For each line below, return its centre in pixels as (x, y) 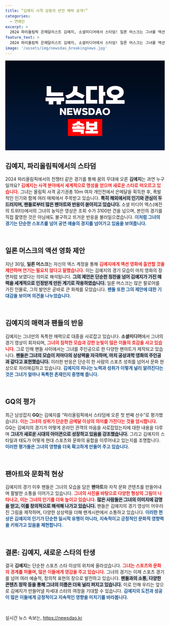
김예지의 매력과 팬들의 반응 (44, 323)
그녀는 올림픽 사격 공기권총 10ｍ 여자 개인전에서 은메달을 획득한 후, (86, 192)
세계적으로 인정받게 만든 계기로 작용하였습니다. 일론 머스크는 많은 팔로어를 (87, 283)
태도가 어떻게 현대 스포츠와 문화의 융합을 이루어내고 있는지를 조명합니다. (90, 440)
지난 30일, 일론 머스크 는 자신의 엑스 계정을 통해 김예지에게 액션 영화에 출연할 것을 (85, 264)
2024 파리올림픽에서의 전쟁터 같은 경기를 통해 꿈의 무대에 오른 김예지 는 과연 (80, 179)
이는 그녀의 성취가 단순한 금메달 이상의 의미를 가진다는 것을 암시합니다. (89, 421)
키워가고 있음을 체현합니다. (37, 525)
